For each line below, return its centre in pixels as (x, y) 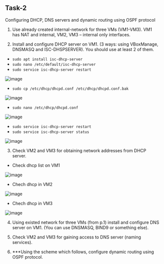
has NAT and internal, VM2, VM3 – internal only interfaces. (71, 34)
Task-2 (16, 8)
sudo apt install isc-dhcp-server (47, 59)
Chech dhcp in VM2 (32, 184)
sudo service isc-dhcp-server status (51, 132)
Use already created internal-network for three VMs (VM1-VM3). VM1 (82, 29)
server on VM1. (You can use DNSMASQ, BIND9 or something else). (80, 227)
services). (22, 242)
